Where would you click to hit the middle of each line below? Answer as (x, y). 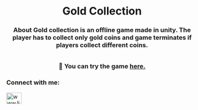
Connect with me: (33, 83)
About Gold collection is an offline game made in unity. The (102, 30)
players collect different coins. (102, 45)
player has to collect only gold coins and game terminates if (102, 37)
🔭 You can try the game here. (102, 66)
